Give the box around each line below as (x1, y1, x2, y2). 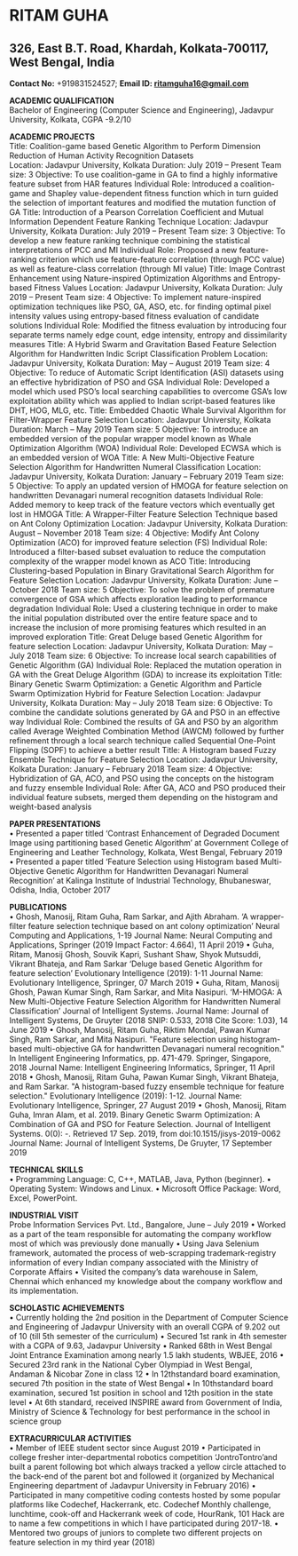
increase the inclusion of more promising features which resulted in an (9, 623, 267, 632)
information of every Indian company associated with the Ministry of (9, 1258, 259, 1267)
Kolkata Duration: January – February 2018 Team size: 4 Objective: (9, 764, 253, 774)
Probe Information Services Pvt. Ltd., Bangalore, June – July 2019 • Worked (9, 1219, 286, 1230)
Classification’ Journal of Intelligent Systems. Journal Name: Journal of (9, 1005, 269, 1016)
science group (9, 1416, 62, 1426)
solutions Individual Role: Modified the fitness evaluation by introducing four (9, 321, 287, 330)
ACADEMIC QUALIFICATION (9, 95, 114, 106)
